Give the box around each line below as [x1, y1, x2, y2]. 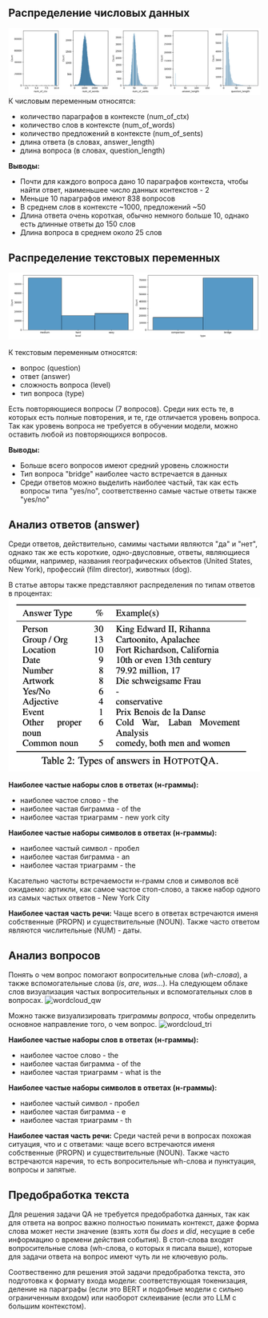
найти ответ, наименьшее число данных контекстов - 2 [19, 186, 210, 195]
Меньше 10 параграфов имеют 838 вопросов [19, 194, 176, 203]
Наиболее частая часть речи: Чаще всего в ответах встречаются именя [8, 909, 258, 918]
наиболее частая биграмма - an [19, 852, 130, 862]
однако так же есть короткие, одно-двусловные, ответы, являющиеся [8, 548, 250, 557]
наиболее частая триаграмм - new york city [19, 813, 170, 822]
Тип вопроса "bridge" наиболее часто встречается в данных [19, 469, 228, 479]
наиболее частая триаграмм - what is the [19, 1068, 162, 1077]
